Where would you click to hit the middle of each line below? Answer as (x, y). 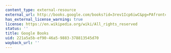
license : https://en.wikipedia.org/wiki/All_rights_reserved (72, 24)
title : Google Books (27, 33)
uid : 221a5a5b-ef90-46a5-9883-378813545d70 (52, 38)
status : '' (17, 29)
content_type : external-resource (41, 10)
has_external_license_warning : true (44, 19)
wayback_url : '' (22, 43)
